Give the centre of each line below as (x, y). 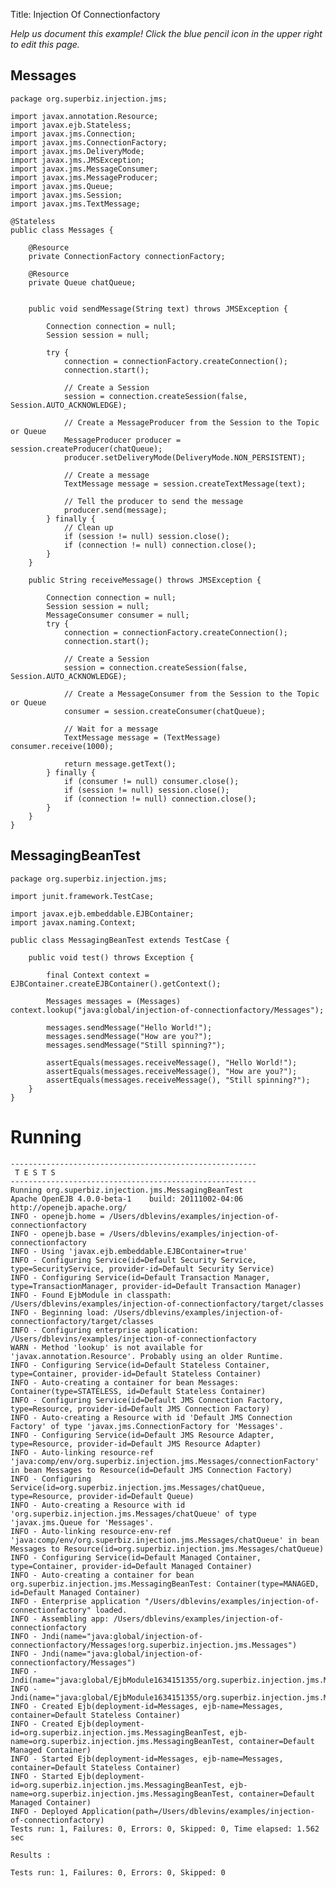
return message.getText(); (120, 764)
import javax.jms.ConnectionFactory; (89, 142)
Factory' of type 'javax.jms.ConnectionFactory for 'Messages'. (147, 1426)
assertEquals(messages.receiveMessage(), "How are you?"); (172, 1071)
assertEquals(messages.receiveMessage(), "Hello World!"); (172, 1062)
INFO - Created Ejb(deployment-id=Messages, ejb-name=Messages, (147, 1706)
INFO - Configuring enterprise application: (104, 1330)
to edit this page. (45, 44)
